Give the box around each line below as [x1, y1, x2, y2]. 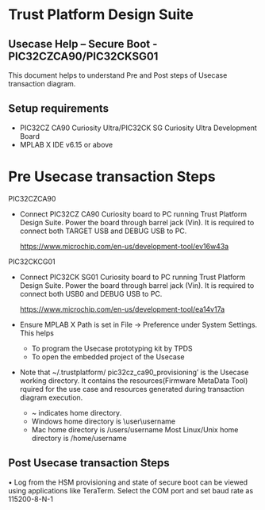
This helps [19, 328, 54, 338]
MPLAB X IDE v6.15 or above [19, 140, 113, 149]
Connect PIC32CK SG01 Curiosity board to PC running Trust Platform [19, 272, 246, 282]
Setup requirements [8, 102, 109, 116]
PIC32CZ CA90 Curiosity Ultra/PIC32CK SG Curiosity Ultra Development [19, 123, 258, 132]
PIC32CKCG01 [8, 256, 56, 267]
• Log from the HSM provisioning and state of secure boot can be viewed [8, 477, 248, 487]
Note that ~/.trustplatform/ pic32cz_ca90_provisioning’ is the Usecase [19, 367, 249, 377]
